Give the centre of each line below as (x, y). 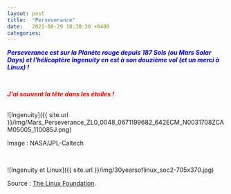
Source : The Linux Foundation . (52, 184)
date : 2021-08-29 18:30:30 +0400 (58, 26)
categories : (24, 33)
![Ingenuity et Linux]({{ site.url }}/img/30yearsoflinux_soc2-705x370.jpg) (111, 170)
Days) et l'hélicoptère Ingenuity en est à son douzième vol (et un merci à (113, 60)
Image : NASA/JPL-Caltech (46, 143)
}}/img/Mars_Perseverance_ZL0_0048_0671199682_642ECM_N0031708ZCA (116, 123)
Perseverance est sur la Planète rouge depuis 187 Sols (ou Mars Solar (109, 53)
